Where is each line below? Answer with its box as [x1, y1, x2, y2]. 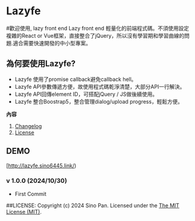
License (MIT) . [6, 208, 42, 215]
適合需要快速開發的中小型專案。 [12, 39, 92, 46]
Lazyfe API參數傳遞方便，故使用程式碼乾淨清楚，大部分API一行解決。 [14, 83, 185, 90]
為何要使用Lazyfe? [6, 58, 76, 69]
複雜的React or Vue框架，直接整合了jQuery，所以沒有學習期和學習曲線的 [6, 32, 185, 39]
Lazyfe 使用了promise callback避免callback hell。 [14, 76, 137, 83]
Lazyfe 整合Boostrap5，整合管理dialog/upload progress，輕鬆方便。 [14, 98, 183, 105]
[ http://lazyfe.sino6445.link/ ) [6, 162, 77, 169]
